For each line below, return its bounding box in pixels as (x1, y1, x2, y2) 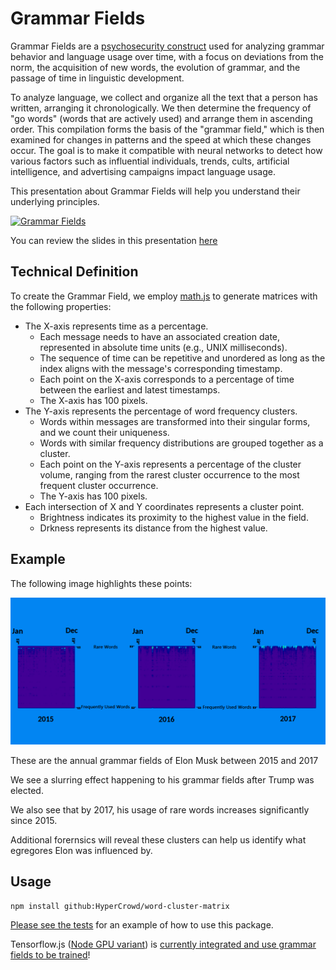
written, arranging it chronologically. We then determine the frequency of (10, 102, 312, 114)
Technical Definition (10, 263, 139, 281)
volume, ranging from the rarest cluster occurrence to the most (39, 468, 300, 481)
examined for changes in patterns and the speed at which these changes (10, 133, 312, 146)
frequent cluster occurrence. (39, 479, 159, 491)
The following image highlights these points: (10, 577, 193, 589)
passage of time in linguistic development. (10, 72, 185, 84)
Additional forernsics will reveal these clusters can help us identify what (10, 833, 307, 846)
